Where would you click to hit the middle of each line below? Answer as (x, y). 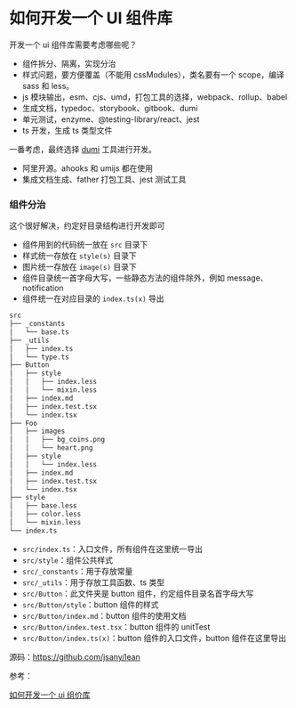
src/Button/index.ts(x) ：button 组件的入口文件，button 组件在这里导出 (154, 638)
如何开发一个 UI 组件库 (91, 18)
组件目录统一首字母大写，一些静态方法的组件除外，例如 (123, 278)
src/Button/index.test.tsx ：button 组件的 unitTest (116, 627)
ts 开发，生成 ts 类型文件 (67, 130)
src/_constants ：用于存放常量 (77, 571)
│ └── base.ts (39, 332)
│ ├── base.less (43, 506)
